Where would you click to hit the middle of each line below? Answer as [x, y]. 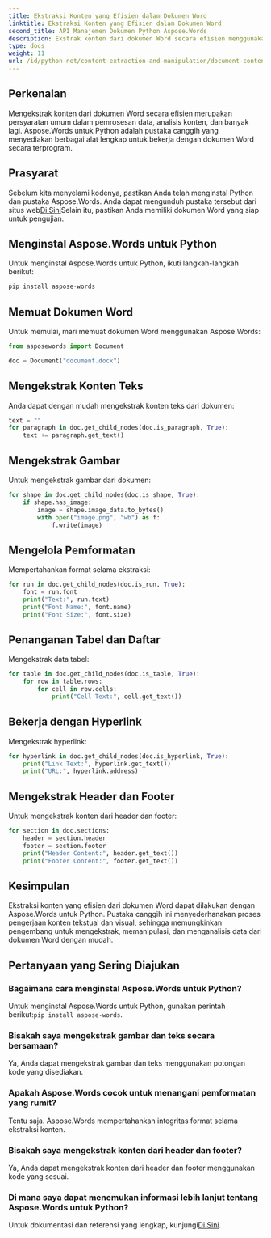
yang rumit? [32, 1103]
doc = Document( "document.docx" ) [65, 361]
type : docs [27, 46]
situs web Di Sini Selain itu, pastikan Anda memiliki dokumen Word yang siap [134, 210]
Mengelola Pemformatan [72, 550]
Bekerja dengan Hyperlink [75, 722]
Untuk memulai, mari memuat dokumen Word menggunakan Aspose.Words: [134, 331]
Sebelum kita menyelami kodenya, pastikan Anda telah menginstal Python [131, 193]
